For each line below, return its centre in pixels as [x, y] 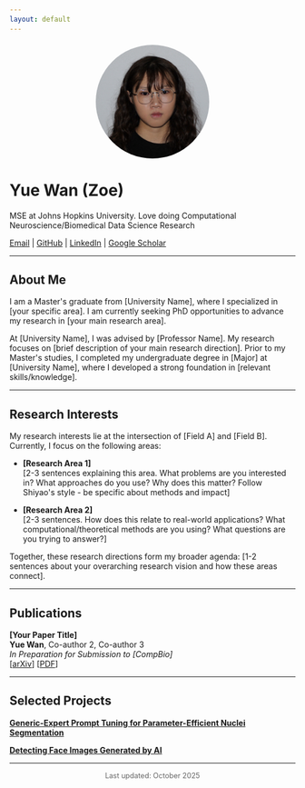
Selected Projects [60, 701]
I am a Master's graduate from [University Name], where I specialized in [144, 302]
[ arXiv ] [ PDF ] [34, 664]
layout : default [40, 19]
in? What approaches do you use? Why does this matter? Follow [143, 483]
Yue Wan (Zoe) [67, 190]
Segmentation [37, 733]
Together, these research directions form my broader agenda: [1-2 [133, 557]
